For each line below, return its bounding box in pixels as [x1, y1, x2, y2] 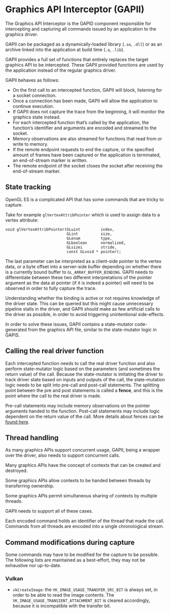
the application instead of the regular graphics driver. [5, 67, 117, 73]
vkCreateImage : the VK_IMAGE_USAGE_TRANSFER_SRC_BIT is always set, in [12, 587, 158, 593]
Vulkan [5, 575, 24, 582]
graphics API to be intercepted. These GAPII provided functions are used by [5, 62, 164, 68]
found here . [5, 418, 29, 425]
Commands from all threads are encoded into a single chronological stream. [5, 523, 164, 529]
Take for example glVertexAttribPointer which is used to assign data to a [5, 211, 160, 217]
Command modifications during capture [5, 538, 135, 547]
